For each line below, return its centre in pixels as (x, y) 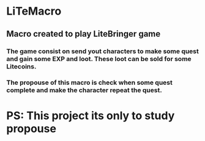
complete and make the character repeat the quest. (84, 90)
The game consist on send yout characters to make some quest (102, 51)
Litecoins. (21, 67)
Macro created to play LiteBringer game (84, 34)
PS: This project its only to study (91, 116)
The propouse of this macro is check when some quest (90, 82)
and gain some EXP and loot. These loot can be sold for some (99, 59)
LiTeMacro (34, 11)
